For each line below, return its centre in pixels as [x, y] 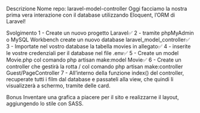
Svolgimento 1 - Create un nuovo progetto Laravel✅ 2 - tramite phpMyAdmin [100, 33]
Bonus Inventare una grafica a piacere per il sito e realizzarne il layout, [93, 97]
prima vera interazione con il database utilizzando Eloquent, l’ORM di [90, 15]
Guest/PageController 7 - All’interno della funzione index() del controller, [95, 73]
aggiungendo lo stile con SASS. [45, 103]
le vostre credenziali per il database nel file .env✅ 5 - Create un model [93, 53]
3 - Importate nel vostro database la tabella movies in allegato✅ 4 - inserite [99, 46]
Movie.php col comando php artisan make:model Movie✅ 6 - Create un [94, 60]
